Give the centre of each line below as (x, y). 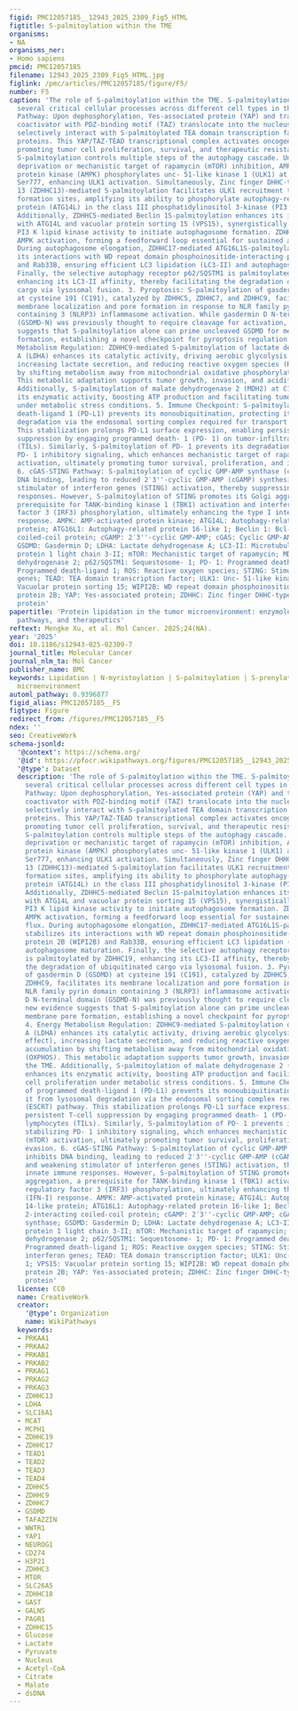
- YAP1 (29, 1536)
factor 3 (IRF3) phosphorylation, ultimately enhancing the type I (145, 513)
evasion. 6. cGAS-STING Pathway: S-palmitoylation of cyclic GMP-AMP (157, 1148)
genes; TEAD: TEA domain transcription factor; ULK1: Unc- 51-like (145, 579)
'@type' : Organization (67, 1314)
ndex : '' (25, 728)
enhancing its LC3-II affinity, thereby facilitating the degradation (150, 281)
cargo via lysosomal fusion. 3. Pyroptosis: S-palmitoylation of (141, 289)
